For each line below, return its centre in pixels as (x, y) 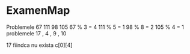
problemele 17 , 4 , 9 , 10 (36, 33)
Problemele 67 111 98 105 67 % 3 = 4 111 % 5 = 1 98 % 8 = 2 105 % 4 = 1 (95, 27)
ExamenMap (38, 10)
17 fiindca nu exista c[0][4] (39, 45)
